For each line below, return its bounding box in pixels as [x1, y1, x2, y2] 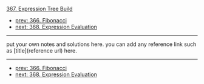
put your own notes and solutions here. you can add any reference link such [6, 40, 197, 48]
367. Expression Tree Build [6, 5, 73, 12]
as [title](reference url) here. [6, 47, 78, 54]
